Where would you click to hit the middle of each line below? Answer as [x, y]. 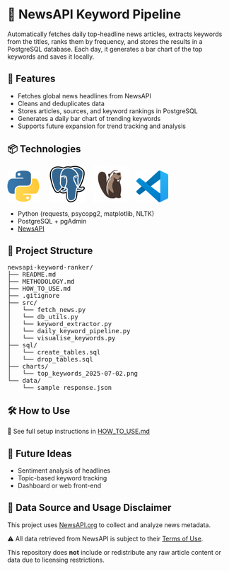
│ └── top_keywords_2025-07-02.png [73, 374]
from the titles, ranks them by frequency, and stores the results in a [105, 41]
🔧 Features [31, 79]
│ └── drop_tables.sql [50, 359]
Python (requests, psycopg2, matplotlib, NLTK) [86, 213]
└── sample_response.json [67, 388]
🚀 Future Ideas [40, 453]
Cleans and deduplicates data [61, 103]
